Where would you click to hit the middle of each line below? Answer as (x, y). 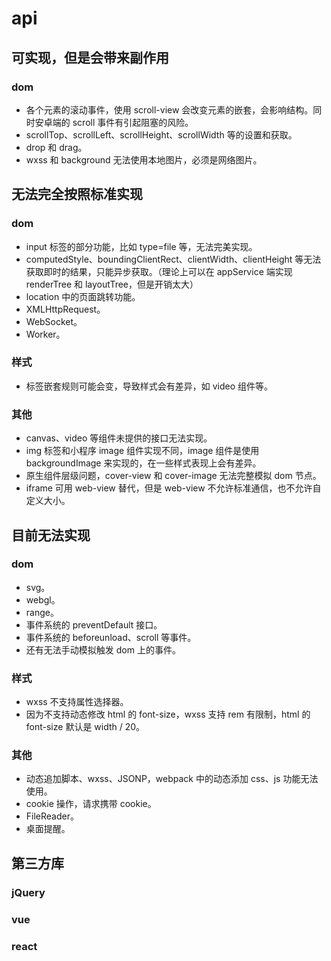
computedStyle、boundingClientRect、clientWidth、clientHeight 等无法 (173, 259)
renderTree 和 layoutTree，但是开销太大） (112, 284)
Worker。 (45, 334)
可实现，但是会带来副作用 (90, 57)
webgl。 (43, 599)
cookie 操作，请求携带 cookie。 (91, 804)
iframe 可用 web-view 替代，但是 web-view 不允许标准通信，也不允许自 (173, 488)
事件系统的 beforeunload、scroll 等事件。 (111, 637)
